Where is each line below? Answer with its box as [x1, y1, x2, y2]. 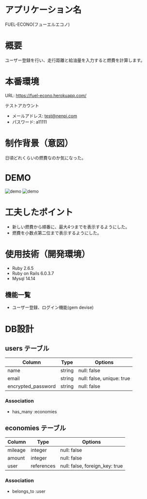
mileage [7, 447, 26, 454]
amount [7, 455, 25, 462]
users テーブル [5, 344, 49, 353]
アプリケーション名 [5, 4, 82, 16]
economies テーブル [5, 424, 66, 432]
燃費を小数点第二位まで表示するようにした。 [12, 230, 102, 236]
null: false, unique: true [78, 375, 130, 382]
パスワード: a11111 [12, 119, 47, 125]
